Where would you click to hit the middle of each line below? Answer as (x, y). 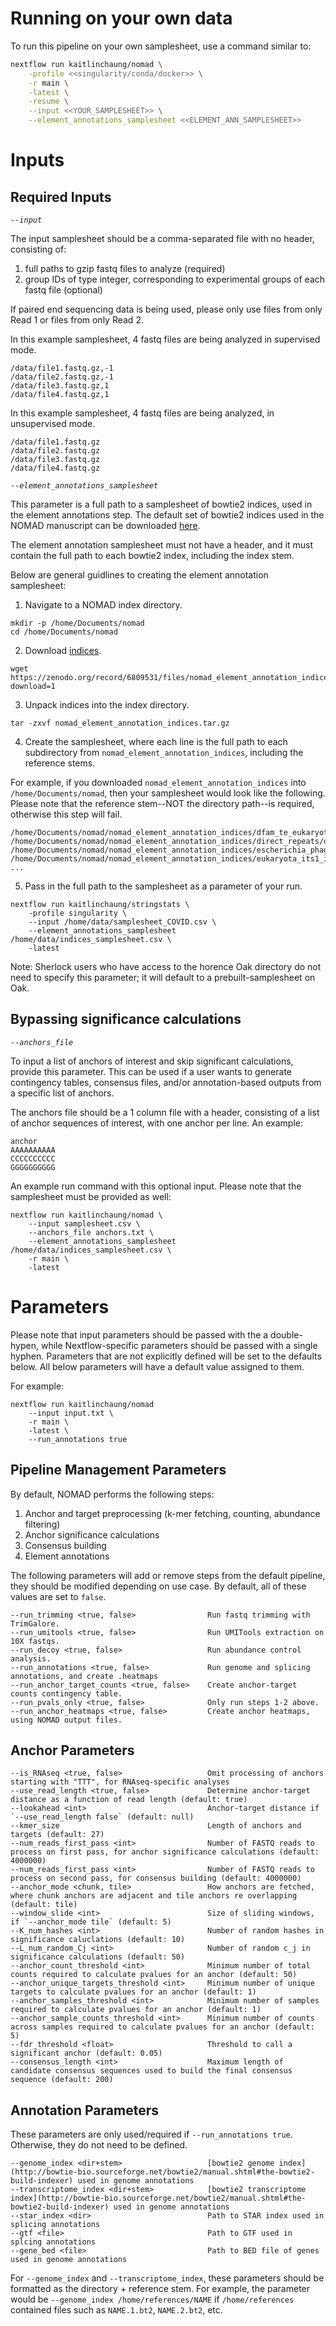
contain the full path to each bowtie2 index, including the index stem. (152, 556)
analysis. (31, 1658)
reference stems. (60, 763)
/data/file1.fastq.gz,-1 (62, 368)
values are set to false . (58, 1596)
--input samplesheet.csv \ (84, 1223)
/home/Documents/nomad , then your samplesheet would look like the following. (168, 793)
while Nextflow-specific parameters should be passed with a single (179, 1345)
